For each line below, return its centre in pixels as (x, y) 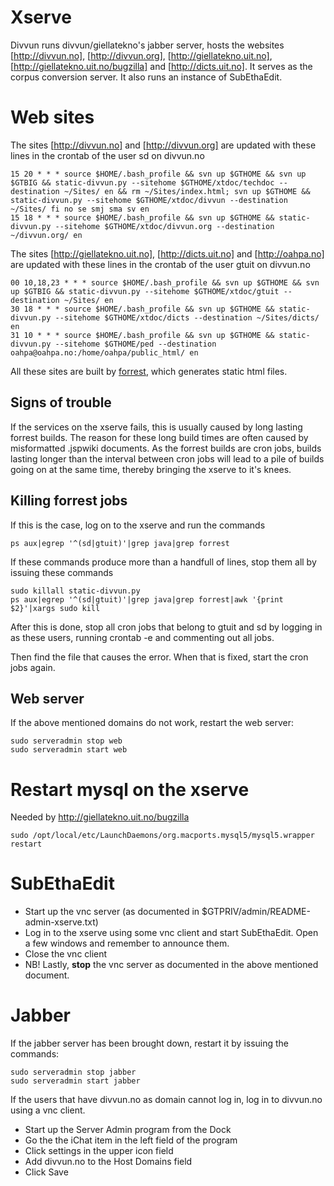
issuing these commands (62, 572)
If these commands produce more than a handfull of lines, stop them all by (163, 562)
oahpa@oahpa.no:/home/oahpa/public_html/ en (104, 352)
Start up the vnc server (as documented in (112, 912)
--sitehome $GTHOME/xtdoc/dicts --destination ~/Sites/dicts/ (187, 317)
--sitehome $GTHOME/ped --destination (135, 344)
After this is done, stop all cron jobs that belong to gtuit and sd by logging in (166, 627)
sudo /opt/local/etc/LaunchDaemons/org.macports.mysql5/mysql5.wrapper (162, 836)
